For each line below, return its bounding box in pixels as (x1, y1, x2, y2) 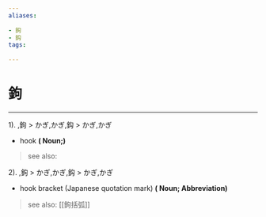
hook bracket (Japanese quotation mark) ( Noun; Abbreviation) (19, 183, 228, 192)
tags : (8, 41, 26, 49)
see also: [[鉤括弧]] (27, 200, 90, 209)
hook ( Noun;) (19, 135, 66, 145)
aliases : (8, 11, 37, 20)
